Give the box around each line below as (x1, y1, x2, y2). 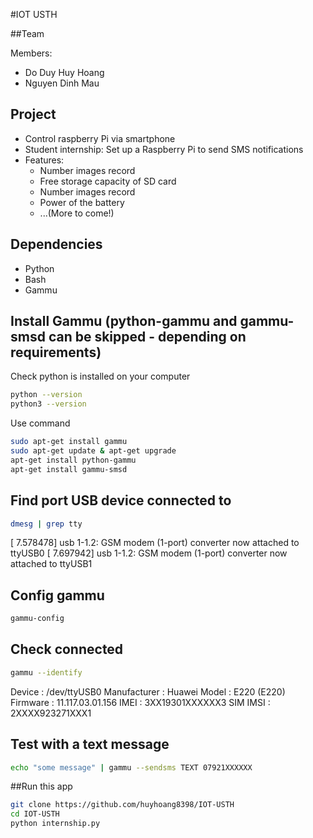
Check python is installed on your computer (10, 370, 191, 383)
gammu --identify (10, 667, 83, 678)
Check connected (10, 641, 124, 658)
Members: (10, 47, 53, 59)
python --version (10, 390, 83, 400)
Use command (10, 417, 71, 429)
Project (10, 106, 57, 123)
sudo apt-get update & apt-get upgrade (10, 446, 177, 456)
